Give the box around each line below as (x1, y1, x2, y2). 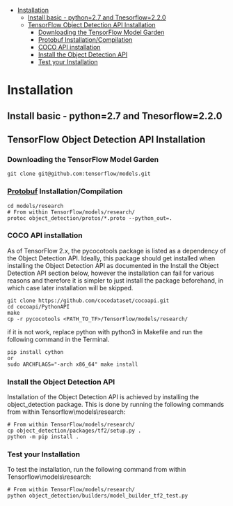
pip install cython (7, 348, 64, 355)
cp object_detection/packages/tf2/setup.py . (7, 427, 141, 435)
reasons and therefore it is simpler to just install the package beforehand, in (7, 276, 224, 285)
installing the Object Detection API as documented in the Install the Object (7, 261, 219, 269)
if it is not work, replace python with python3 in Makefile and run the (7, 327, 203, 336)
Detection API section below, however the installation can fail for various (7, 269, 214, 277)
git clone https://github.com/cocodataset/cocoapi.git (7, 297, 170, 304)
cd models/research (7, 202, 64, 209)
